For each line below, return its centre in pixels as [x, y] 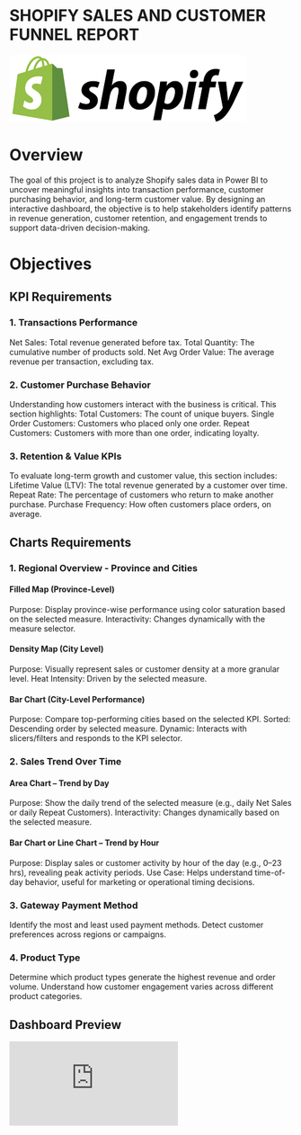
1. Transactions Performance [74, 323]
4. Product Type [45, 957]
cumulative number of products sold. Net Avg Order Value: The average [142, 352]
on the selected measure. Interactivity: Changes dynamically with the [137, 619]
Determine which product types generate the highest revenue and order [142, 978]
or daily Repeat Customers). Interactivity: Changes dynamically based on [145, 813]
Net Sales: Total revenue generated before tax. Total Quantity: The [132, 342]
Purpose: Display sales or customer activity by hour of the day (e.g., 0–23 [146, 862]
